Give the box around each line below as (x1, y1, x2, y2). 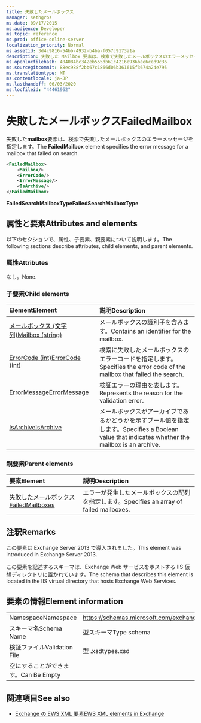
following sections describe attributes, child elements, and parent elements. (6, 242, 193, 249)
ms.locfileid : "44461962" (6, 87, 71, 93)
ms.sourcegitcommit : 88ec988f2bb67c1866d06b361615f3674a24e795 (6, 64, 167, 71)
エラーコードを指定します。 (99, 355, 177, 363)
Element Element (9, 306, 57, 314)
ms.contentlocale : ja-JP (6, 75, 68, 81)
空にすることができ (9, 662, 64, 670)
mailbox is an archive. (99, 441, 160, 449)
